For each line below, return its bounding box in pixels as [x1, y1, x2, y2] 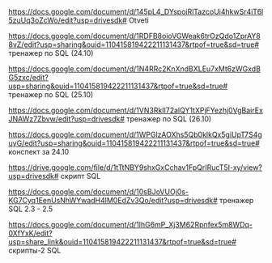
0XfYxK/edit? [8, 228, 53, 238]
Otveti [128, 15, 150, 25]
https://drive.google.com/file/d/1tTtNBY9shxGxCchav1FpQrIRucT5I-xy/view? [8, 163, 263, 172]
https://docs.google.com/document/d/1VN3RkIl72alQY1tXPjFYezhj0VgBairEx [8, 105, 263, 115]
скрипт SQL [60, 172, 101, 180]
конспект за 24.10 [8, 147, 70, 156]
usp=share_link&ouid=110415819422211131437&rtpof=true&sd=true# [8, 237, 237, 246]
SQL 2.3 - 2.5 [8, 204, 53, 214]
